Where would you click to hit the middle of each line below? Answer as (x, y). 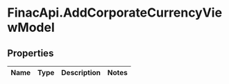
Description (81, 73)
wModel (31, 27)
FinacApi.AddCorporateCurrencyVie (115, 13)
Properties (31, 53)
